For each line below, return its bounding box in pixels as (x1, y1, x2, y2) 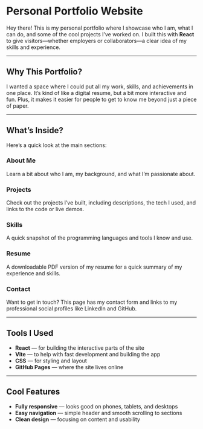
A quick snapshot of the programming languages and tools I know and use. (6, 234, 193, 241)
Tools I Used (6, 328, 54, 338)
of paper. (6, 102, 29, 110)
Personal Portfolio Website (6, 4, 143, 18)
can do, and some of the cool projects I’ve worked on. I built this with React (6, 30, 195, 38)
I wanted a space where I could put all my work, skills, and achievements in (6, 83, 193, 90)
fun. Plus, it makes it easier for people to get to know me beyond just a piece (6, 96, 197, 103)
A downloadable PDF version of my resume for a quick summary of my (6, 263, 182, 270)
